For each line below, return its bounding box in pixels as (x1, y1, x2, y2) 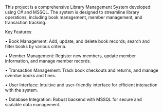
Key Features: (5, 29, 33, 34)
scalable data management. (5, 102, 61, 107)
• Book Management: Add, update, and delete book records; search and (5, 38, 150, 44)
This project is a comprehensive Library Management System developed (5, 4, 151, 10)
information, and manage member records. (5, 58, 91, 64)
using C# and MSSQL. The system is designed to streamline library (5, 9, 140, 15)
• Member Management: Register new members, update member (5, 53, 136, 59)
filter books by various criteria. (5, 44, 67, 49)
